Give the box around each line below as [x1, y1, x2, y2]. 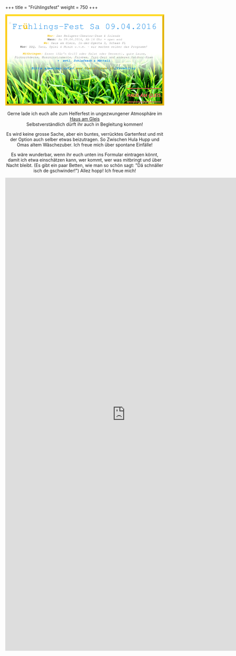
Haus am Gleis [70, 116, 100, 122]
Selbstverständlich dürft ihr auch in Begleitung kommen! [26, 121, 143, 127]
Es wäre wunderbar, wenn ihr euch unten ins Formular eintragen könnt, [11, 151, 159, 157]
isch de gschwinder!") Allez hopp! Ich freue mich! [33, 168, 136, 174]
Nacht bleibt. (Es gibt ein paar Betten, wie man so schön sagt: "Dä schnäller [6, 162, 163, 168]
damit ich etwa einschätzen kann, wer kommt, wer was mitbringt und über [8, 156, 162, 163]
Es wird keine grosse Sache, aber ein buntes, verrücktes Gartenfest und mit [6, 131, 163, 137]
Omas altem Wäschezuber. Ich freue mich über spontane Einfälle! [17, 141, 153, 148]
